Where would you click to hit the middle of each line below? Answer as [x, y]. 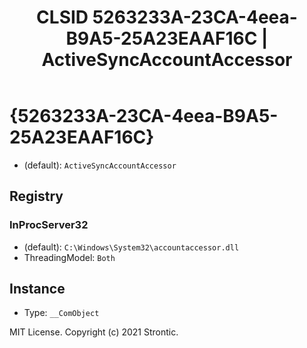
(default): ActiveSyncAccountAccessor [100, 165]
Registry [36, 196]
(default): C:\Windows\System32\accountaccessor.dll [131, 247]
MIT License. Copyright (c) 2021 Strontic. [94, 332]
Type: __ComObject [61, 313]
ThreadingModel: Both [69, 257]
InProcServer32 [49, 225]
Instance [37, 289]
